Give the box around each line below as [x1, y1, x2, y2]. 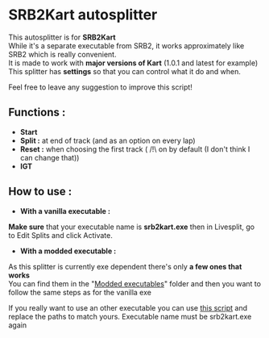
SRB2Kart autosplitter [8, 6, 158, 24]
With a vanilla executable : [19, 206, 111, 215]
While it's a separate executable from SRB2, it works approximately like [8, 40, 245, 50]
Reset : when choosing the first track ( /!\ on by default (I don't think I [19, 144, 250, 154]
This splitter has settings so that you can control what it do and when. [8, 66, 242, 76]
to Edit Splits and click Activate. [8, 230, 113, 240]
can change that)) [19, 152, 80, 162]
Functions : [8, 106, 66, 119]
